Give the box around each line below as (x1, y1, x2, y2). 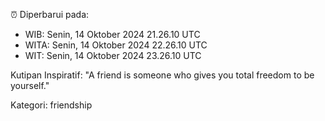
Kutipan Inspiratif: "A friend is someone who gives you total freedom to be (10, 69, 315, 81)
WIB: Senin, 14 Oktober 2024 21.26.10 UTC (24, 29, 201, 40)
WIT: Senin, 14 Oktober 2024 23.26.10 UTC (24, 50, 202, 61)
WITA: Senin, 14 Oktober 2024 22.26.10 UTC (24, 39, 208, 51)
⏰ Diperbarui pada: (10, 9, 90, 20)
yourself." (10, 80, 50, 91)
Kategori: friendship (10, 99, 93, 111)
